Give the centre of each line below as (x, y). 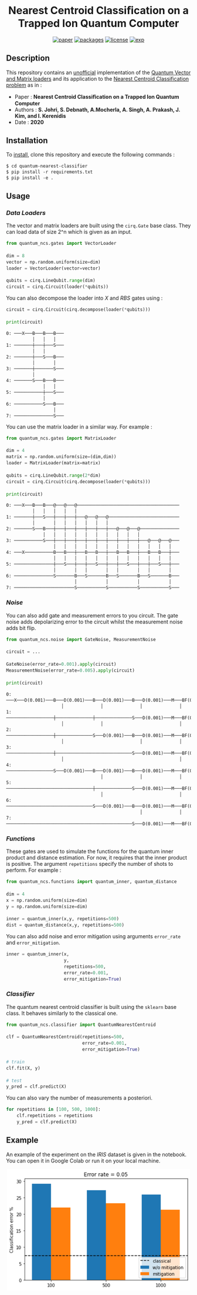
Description (28, 58)
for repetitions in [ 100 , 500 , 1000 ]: (53, 1110)
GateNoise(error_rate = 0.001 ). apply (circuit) (61, 665)
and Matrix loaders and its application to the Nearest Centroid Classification (98, 78)
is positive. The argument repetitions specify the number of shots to (90, 864)
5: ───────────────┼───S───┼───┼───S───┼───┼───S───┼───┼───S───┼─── (93, 565)
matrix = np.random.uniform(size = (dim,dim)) (61, 457)
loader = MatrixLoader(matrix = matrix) (53, 463)
